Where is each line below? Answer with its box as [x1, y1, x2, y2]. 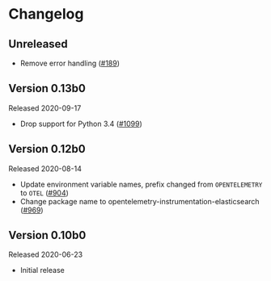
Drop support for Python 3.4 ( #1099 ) [19, 119, 143, 128]
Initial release [19, 266, 65, 275]
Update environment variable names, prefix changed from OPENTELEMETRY [19, 179, 263, 189]
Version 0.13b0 [8, 82, 87, 95]
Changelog [8, 5, 84, 23]
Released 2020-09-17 [8, 103, 82, 113]
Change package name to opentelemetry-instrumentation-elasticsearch [19, 196, 260, 206]
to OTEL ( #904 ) [19, 187, 69, 198]
